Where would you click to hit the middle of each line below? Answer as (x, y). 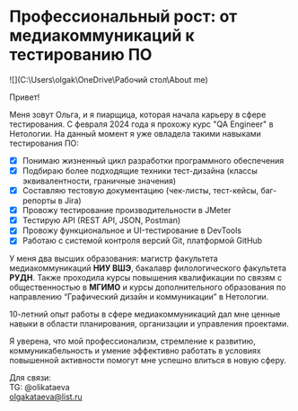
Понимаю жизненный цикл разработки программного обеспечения (153, 160)
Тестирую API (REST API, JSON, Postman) (101, 220)
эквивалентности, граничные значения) (99, 181)
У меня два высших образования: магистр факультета (114, 259)
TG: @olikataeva (39, 388)
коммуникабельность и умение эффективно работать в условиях (136, 351)
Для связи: (31, 378)
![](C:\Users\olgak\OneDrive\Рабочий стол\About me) (109, 79)
